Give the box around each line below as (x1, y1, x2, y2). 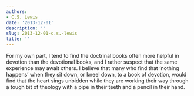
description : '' (6, 25, 46, 31)
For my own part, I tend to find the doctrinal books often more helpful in (6, 52, 179, 59)
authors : (6, 8, 28, 15)
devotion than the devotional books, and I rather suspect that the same (6, 58, 178, 65)
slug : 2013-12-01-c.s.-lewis (6, 31, 78, 37)
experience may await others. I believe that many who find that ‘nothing (6, 65, 179, 71)
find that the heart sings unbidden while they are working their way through (6, 77, 189, 84)
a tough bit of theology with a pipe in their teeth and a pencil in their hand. (6, 84, 185, 90)
